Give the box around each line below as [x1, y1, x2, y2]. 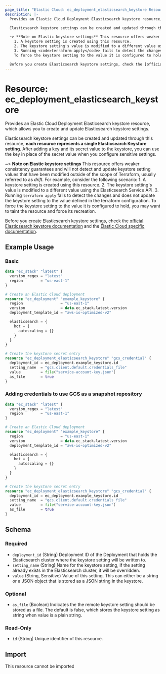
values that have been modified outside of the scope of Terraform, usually [5, 172, 156, 178]
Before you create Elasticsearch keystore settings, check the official [5, 218, 144, 224]
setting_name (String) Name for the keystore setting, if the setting [12, 562, 145, 568]
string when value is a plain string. [12, 612, 83, 618]
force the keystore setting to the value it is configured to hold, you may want [5, 203, 161, 209]
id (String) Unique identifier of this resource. [12, 636, 103, 642]
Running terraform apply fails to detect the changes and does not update [5, 192, 155, 198]
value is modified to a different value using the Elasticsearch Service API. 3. [5, 187, 159, 193]
